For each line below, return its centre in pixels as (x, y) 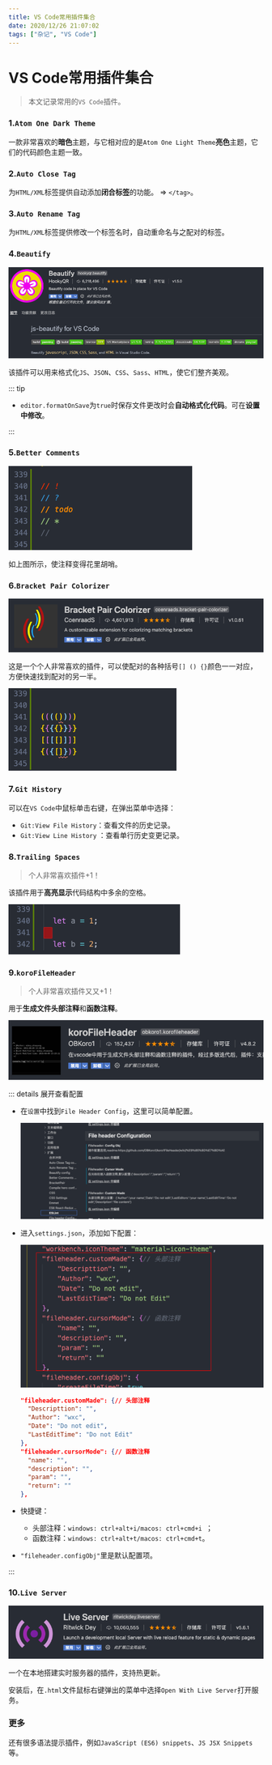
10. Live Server (38, 1593)
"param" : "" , (50, 1478)
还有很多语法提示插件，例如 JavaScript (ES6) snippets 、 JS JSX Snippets (131, 1742)
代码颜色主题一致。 (54, 152)
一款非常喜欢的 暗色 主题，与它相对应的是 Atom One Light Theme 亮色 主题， (130, 142)
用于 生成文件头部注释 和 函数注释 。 (65, 1009)
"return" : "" (50, 1486)
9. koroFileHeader (42, 972)
